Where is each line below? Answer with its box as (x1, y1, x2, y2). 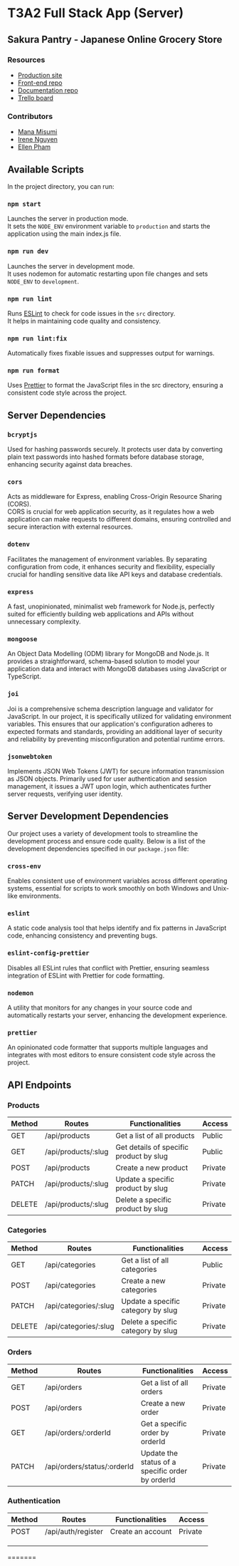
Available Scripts (7, 163, 84, 175)
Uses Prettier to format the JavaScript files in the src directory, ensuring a (7, 381, 224, 390)
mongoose (7, 635, 38, 643)
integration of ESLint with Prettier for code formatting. (7, 971, 165, 980)
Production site (17, 71, 63, 79)
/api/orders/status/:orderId (45, 1461, 134, 1471)
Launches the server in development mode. (7, 261, 135, 270)
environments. (18, 892, 62, 901)
